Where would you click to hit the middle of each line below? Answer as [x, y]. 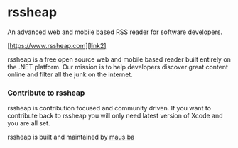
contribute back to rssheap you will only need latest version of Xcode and [115, 116]
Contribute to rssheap [46, 93]
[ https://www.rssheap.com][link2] [57, 45]
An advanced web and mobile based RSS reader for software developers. [115, 32]
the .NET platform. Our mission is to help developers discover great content [118, 67]
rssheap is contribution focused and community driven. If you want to [109, 108]
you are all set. [29, 123]
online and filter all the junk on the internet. [70, 74]
